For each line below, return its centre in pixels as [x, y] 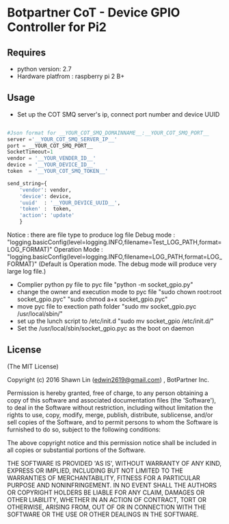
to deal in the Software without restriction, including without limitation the [110, 407]
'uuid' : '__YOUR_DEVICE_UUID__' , [70, 203]
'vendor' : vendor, [45, 190]
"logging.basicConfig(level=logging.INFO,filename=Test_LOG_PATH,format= [114, 242]
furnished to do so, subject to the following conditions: [84, 429]
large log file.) [27, 272]
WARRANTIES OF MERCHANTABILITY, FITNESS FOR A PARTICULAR [104, 477]
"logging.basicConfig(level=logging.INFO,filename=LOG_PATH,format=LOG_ [114, 257]
